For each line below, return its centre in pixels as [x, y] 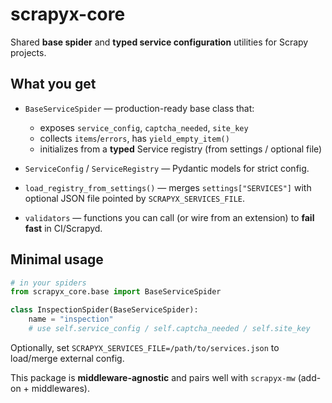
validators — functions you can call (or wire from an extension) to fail [169, 217]
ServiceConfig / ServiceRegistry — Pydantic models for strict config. [167, 168]
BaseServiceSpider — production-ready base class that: [139, 108]
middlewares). [60, 388]
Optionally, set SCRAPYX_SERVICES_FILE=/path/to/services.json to [145, 347]
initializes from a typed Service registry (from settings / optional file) [181, 149]
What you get [53, 84]
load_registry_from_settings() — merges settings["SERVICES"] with [168, 187]
